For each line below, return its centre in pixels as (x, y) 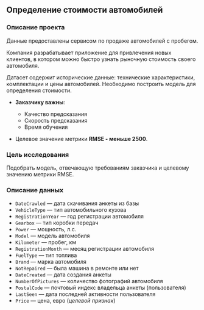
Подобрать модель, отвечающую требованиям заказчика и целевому (98, 168)
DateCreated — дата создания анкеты (63, 275)
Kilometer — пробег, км (46, 242)
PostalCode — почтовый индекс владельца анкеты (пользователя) (101, 288)
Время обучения (46, 127)
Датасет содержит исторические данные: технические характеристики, (101, 77)
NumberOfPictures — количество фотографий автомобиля (89, 281)
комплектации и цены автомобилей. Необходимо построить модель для (101, 84)
